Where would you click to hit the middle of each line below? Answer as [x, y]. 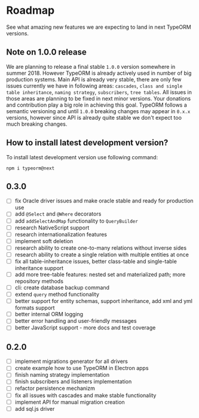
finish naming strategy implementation [62, 375]
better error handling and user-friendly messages [76, 321]
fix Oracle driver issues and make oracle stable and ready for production [104, 201]
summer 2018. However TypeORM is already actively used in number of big [99, 73]
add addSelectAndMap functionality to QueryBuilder [76, 221]
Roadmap [30, 10]
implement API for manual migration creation [70, 402]
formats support [35, 308]
